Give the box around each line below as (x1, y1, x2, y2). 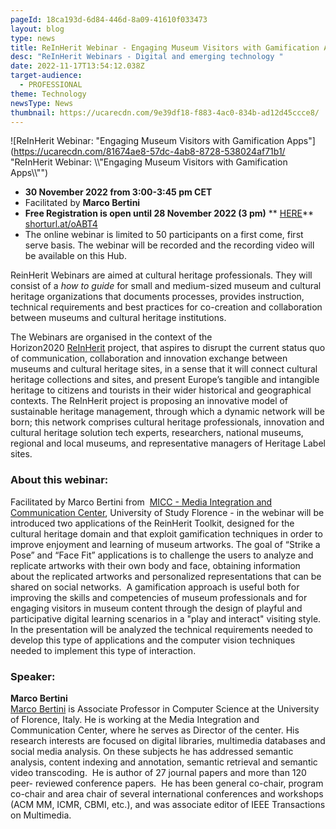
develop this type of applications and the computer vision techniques (10, 634, 296, 646)
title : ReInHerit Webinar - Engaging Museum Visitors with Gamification (10, 42, 320, 53)
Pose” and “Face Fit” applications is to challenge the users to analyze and (10, 549, 314, 561)
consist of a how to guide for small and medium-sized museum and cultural (10, 280, 322, 292)
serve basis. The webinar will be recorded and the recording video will (24, 239, 315, 251)
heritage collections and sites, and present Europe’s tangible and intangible (10, 374, 320, 386)
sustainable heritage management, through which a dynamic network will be (10, 406, 325, 418)
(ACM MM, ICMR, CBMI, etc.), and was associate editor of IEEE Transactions (10, 798, 326, 810)
